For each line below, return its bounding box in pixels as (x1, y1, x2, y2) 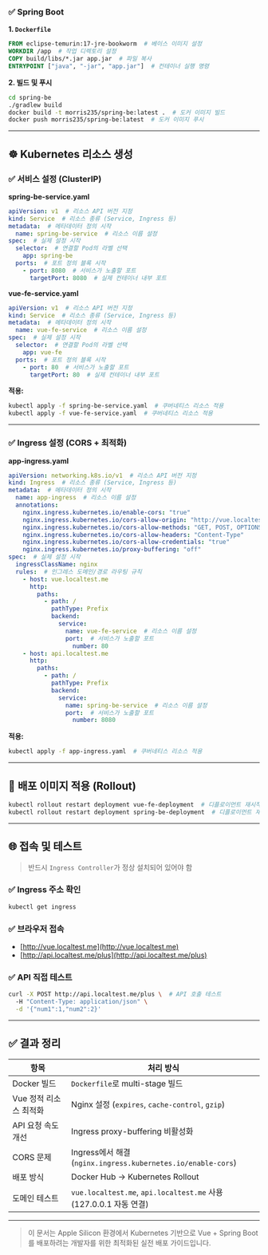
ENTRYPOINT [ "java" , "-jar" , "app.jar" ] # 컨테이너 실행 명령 (8, 62, 210, 70)
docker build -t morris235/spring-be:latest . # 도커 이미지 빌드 (8, 109, 226, 116)
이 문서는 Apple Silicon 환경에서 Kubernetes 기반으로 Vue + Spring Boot (27, 1228, 258, 1237)
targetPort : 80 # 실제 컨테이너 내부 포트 (29, 370, 160, 379)
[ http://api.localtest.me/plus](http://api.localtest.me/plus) (19, 950, 207, 960)
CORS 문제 (12, 1151, 52, 1162)
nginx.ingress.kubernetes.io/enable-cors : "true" (22, 508, 191, 516)
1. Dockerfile (8, 25, 52, 34)
